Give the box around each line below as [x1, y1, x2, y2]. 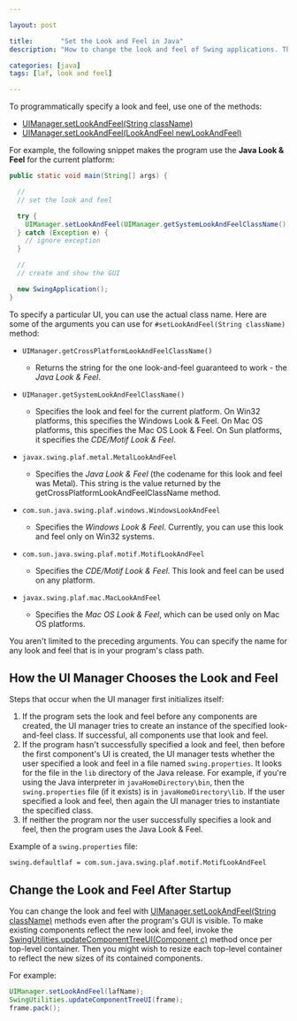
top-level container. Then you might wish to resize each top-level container [9, 944, 283, 955]
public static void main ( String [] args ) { [9, 172, 168, 181]
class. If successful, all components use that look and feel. [55, 730, 269, 740]
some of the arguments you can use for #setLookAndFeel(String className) [9, 318, 286, 329]
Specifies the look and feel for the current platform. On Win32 [34, 406, 261, 416]
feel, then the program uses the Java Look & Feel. [21, 824, 203, 835]
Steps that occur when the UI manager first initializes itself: [9, 694, 225, 705]
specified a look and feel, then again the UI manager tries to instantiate [21, 796, 280, 807]
